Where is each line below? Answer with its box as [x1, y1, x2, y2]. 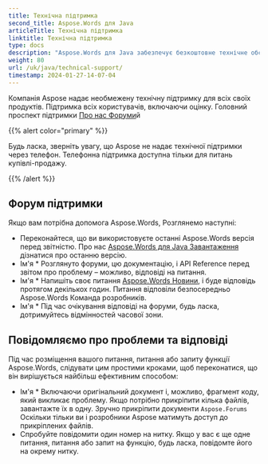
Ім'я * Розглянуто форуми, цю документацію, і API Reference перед [19, 259, 250, 269]
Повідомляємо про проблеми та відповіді [8, 333, 229, 346]
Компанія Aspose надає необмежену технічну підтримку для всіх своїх [8, 93, 251, 102]
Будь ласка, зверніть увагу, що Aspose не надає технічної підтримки [8, 141, 242, 150]
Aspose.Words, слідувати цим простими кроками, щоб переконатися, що [8, 363, 258, 373]
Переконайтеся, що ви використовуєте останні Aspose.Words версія [19, 234, 254, 243]
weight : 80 [8, 57, 45, 65]
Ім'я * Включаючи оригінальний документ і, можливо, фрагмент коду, [19, 387, 259, 397]
